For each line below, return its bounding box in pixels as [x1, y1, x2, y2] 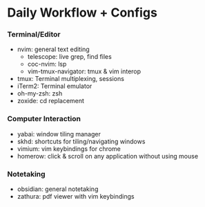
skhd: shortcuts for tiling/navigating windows [17, 137, 146, 145]
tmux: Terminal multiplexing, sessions [17, 75, 124, 83]
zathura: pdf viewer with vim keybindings [17, 192, 135, 201]
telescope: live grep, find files [27, 53, 112, 61]
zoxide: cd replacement [17, 97, 85, 105]
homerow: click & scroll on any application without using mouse [17, 152, 199, 160]
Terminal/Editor [7, 30, 61, 39]
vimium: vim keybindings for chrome [17, 144, 121, 153]
